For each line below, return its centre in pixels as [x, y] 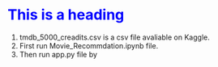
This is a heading [66, 15]
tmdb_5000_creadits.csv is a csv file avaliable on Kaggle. [114, 37]
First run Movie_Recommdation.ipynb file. [89, 45]
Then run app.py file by [58, 54]
